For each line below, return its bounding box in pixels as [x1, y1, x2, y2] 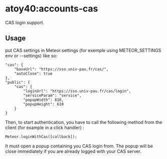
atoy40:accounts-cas [5, 3, 98, 14]
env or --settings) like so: [5, 52, 58, 58]
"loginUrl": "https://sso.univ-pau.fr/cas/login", [23, 88, 131, 93]
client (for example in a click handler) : [5, 124, 84, 130]
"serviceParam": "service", [23, 93, 82, 98]
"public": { [5, 79, 30, 85]
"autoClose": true [14, 71, 53, 76]
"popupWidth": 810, [23, 97, 64, 102]
